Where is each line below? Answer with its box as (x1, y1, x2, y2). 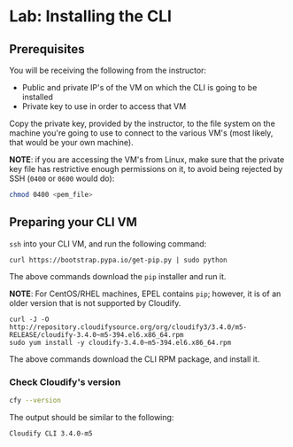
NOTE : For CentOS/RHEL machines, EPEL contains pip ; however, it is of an (9, 288, 281, 299)
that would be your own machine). (9, 137, 135, 147)
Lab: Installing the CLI (9, 6, 173, 27)
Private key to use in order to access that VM (21, 101, 187, 112)
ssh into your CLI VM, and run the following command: (9, 238, 207, 249)
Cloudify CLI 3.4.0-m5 (9, 428, 93, 438)
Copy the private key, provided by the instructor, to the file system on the (9, 118, 276, 129)
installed (21, 91, 53, 102)
